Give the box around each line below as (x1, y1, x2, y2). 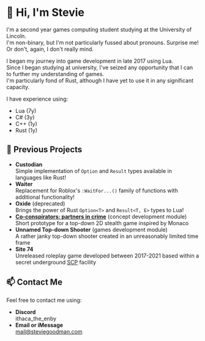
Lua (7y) (15, 107, 37, 114)
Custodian (15, 161, 43, 168)
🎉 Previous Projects (6, 144, 83, 155)
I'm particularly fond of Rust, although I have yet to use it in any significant (6, 77, 194, 84)
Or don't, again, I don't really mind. (6, 45, 94, 53)
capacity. (6, 83, 30, 91)
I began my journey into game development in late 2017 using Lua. (6, 57, 173, 64)
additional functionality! (15, 193, 75, 201)
